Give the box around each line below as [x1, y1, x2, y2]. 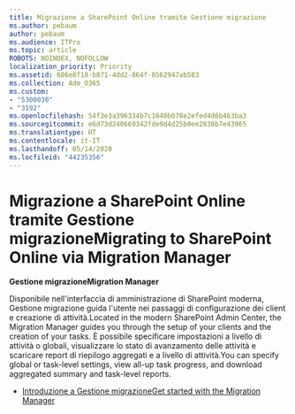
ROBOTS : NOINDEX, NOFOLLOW [9, 54, 109, 63]
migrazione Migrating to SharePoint [9, 228, 272, 249]
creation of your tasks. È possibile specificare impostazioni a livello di [9, 331, 262, 341]
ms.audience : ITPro [9, 37, 81, 47]
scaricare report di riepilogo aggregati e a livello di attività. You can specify [9, 350, 280, 361]
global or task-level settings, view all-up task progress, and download [9, 359, 262, 370]
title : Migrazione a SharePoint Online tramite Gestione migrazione [9, 12, 267, 22]
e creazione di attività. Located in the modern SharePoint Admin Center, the [9, 312, 282, 323]
